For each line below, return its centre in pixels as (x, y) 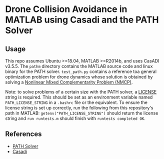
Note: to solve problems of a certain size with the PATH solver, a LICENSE (81, 92)
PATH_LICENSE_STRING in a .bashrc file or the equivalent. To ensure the (76, 102)
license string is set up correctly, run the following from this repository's (79, 108)
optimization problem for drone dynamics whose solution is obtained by (79, 77)
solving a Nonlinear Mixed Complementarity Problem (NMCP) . (69, 82)
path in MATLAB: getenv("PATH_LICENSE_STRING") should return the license (82, 113)
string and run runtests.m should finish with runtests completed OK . (75, 118)
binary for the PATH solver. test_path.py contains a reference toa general (81, 71)
